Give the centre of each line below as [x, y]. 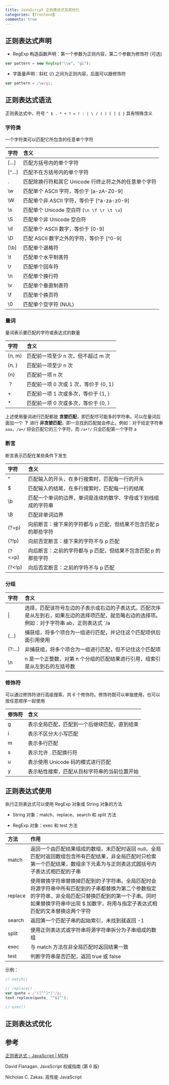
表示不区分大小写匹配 [53, 734]
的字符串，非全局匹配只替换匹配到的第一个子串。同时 [94, 896]
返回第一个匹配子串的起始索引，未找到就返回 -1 [87, 920]
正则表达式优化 [28, 1024]
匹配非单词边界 [46, 515]
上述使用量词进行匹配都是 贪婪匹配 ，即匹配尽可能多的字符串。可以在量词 [81, 417]
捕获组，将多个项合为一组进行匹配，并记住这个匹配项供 [90, 632]
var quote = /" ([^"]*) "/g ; [33, 993]
